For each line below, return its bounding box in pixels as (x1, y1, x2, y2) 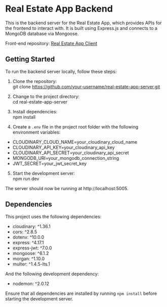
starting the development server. (5, 295, 73, 301)
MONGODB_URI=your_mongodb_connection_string (12, 155, 119, 161)
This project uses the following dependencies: (5, 213, 102, 220)
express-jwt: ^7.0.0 (12, 245, 52, 251)
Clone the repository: (12, 78, 57, 84)
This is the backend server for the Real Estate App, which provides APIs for (5, 20, 162, 26)
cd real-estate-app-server (12, 99, 67, 105)
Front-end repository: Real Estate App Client (5, 40, 98, 46)
